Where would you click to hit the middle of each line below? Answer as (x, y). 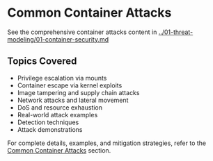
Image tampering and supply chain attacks (78, 92)
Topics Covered (42, 61)
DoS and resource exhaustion (60, 107)
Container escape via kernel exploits (70, 85)
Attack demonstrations (50, 129)
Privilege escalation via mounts (62, 78)
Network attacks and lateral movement (73, 100)
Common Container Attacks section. (59, 150)
